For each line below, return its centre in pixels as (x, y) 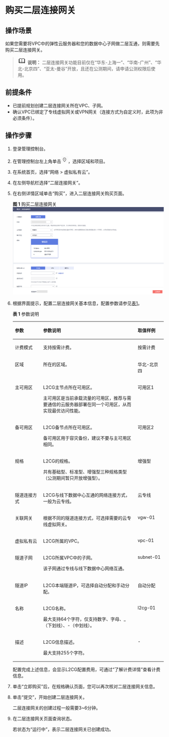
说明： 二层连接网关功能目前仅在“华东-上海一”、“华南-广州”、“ (92, 62)
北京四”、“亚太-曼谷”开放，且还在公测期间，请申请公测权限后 (88, 69)
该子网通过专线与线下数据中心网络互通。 (85, 568)
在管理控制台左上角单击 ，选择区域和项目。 (60, 161)
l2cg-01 (147, 608)
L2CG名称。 (56, 608)
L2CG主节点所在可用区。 (69, 387)
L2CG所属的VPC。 (62, 541)
